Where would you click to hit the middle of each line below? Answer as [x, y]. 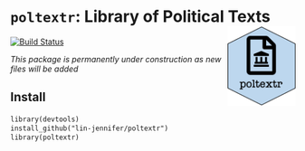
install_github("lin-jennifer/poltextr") [90, 128]
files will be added [44, 69]
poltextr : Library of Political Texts [140, 17]
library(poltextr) [45, 137]
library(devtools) [45, 119]
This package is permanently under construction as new [116, 59]
